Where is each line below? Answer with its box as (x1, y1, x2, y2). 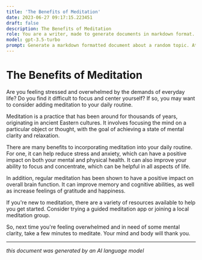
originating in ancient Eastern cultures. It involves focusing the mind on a (6, 119, 186, 126)
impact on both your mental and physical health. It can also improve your (6, 156, 187, 163)
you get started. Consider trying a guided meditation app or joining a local (6, 205, 189, 212)
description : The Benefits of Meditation (6, 25, 112, 32)
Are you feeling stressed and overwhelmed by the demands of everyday (6, 88, 185, 95)
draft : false (6, 20, 39, 26)
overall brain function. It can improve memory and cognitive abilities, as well (6, 181, 194, 188)
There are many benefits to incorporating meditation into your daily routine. (6, 143, 192, 150)
